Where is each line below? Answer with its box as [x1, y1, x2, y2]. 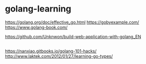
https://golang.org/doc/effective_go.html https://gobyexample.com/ [5, 19, 139, 25]
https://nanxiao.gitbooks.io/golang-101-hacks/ [5, 48, 97, 54]
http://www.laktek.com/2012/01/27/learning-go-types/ [5, 53, 113, 59]
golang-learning [5, 3, 71, 14]
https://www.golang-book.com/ [5, 24, 68, 30]
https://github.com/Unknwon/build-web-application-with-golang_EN [5, 34, 141, 39]
